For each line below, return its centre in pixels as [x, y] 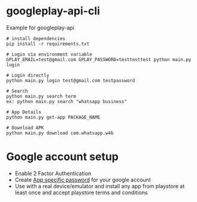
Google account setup [62, 157]
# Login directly [28, 75]
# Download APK [25, 128]
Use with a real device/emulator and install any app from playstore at [100, 186]
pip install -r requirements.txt [48, 44]
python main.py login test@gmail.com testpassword [71, 80]
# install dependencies [36, 38]
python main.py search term [41, 96]
